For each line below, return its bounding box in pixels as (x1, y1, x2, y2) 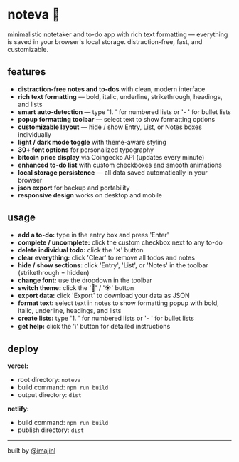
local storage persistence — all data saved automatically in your (17, 168, 208, 177)
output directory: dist (17, 391, 82, 399)
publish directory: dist (17, 426, 84, 434)
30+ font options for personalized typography (17, 145, 154, 154)
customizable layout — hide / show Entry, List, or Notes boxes (17, 123, 203, 131)
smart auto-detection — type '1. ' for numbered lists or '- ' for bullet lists (17, 107, 231, 116)
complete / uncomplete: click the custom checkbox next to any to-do (17, 238, 223, 247)
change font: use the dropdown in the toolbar (17, 276, 153, 284)
